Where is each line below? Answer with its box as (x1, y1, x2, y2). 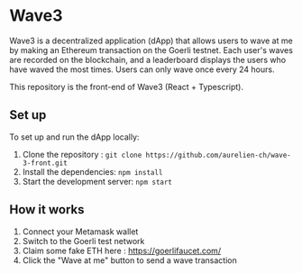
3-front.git (22, 159, 68, 168)
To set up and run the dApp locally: (9, 132, 140, 142)
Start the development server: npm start (22, 176, 173, 187)
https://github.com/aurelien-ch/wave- (145, 150, 291, 159)
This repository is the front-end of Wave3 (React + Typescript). (9, 81, 243, 92)
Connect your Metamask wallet (22, 226, 139, 237)
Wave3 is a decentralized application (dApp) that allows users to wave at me (9, 35, 293, 46)
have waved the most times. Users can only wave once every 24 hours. (9, 64, 275, 75)
